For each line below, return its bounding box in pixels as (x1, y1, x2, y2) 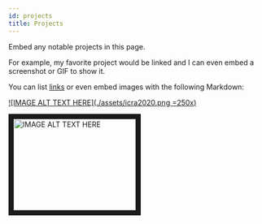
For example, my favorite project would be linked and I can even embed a (8, 58, 255, 67)
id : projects (8, 11, 53, 20)
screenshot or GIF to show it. (8, 66, 106, 75)
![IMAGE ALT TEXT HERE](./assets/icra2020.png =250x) (8, 97, 197, 107)
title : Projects (8, 19, 63, 28)
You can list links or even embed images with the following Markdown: (8, 82, 244, 92)
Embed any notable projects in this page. (8, 41, 146, 51)
